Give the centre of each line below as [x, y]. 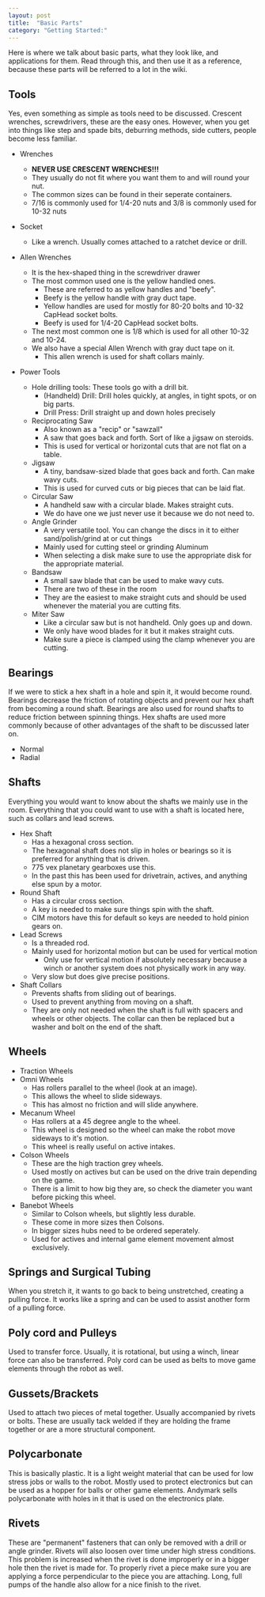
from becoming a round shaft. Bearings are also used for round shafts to [126, 708]
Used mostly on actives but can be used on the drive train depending [144, 1171]
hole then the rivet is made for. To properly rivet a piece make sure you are [130, 1568]
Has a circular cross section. [78, 901]
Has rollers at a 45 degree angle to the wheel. [106, 1121]
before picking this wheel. [74, 1197]
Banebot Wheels [46, 1205]
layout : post [30, 15]
